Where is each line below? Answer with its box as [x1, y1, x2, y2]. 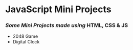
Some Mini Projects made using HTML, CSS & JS [5, 22, 128, 29]
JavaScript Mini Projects [5, 4, 112, 15]
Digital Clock [12, 39, 40, 45]
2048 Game [12, 33, 38, 39]
